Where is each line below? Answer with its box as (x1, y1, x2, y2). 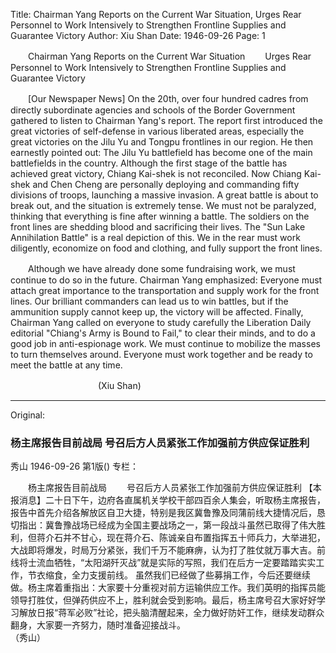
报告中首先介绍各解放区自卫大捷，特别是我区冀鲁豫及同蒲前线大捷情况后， (10, 507, 317, 519)
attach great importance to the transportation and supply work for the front (10, 285, 320, 296)
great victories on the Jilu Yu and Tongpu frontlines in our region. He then (10, 136, 314, 148)
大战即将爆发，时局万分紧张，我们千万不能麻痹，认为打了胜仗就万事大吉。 (10, 544, 317, 556)
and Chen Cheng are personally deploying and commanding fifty (32, 179, 300, 190)
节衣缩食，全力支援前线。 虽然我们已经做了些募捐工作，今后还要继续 (27, 569, 311, 581)
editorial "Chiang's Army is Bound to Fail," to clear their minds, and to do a (10, 327, 316, 339)
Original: (10, 409, 46, 421)
